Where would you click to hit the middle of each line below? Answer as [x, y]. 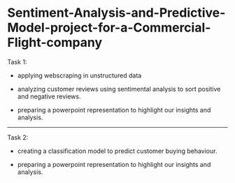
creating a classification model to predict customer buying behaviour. [117, 151]
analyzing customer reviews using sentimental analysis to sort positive [119, 89]
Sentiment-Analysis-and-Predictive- [116, 13]
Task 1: [17, 61]
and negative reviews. [49, 96]
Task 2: [18, 137]
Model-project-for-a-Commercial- [109, 28]
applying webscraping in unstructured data [79, 75]
